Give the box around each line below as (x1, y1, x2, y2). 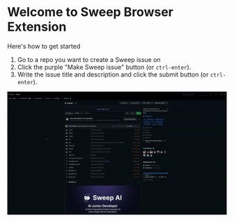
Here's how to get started (7, 42, 81, 50)
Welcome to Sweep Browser (7, 4, 174, 20)
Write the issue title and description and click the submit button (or (17, 70, 209, 79)
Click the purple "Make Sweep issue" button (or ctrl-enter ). (17, 63, 192, 71)
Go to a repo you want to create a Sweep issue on (17, 55, 162, 63)
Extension (7, 19, 67, 35)
